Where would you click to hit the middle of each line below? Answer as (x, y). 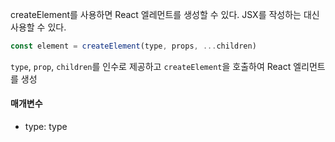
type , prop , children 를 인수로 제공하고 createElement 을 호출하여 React (151, 66)
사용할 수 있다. (38, 27)
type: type (46, 127)
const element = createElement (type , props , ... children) (133, 46)
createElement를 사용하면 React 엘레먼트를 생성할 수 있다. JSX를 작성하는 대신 (165, 14)
